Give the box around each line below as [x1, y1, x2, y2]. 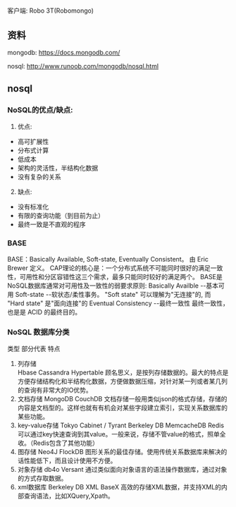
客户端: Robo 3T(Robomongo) [7, 6, 94, 15]
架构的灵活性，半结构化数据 [17, 164, 99, 172]
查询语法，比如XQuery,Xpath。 [23, 491, 114, 500]
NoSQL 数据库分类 [7, 327, 70, 337]
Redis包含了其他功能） [32, 439, 99, 447]
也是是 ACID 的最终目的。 [7, 308, 82, 317]
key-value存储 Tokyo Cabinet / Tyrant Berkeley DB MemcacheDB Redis [17, 421, 224, 429]
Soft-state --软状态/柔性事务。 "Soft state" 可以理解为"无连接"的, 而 [15, 291, 211, 299]
